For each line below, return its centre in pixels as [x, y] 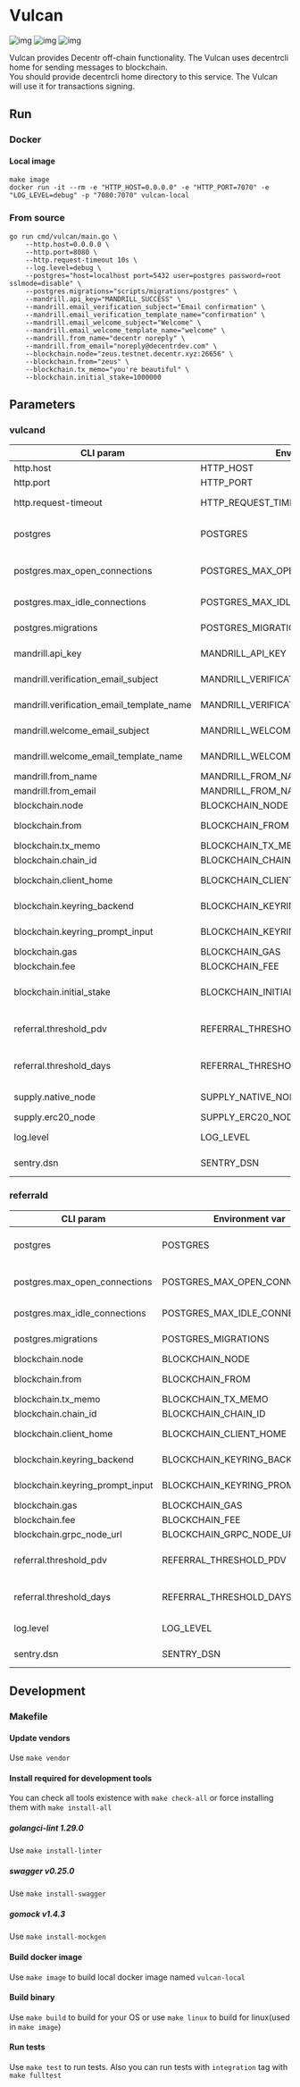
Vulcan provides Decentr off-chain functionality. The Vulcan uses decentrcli [149, 57]
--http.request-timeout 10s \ [82, 260]
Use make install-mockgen [58, 1937]
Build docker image [46, 1957]
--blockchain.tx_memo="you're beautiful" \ [108, 369]
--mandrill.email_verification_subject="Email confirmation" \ [146, 307]
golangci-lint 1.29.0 [46, 1828]
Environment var [249, 1218]
